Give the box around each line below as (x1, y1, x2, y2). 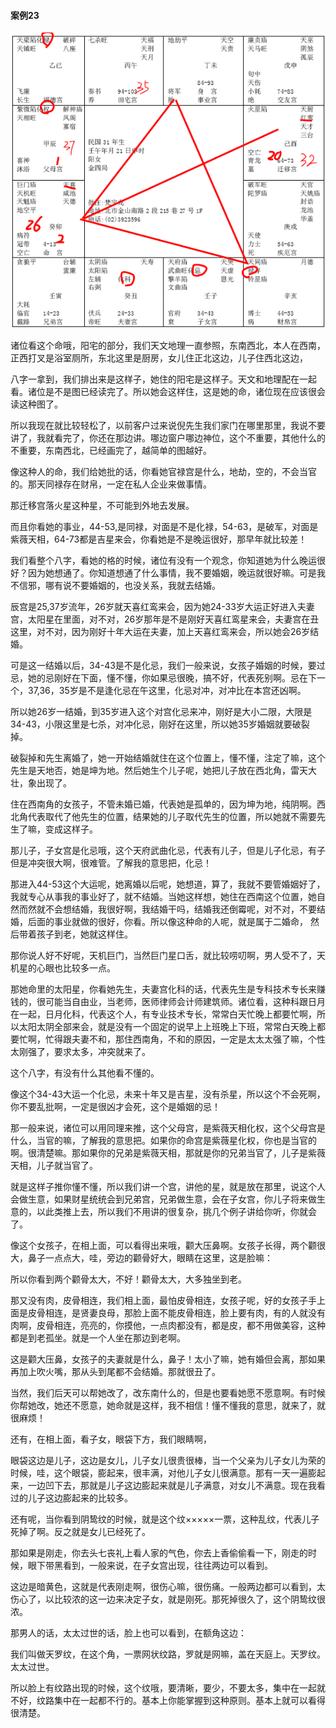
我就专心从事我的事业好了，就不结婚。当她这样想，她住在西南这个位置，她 (10, 890, 317, 902)
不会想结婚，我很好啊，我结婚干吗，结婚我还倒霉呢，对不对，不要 (44, 903, 317, 915)
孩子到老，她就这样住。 (36, 928, 133, 940)
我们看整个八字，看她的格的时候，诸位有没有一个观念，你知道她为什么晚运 (10, 554, 317, 566)
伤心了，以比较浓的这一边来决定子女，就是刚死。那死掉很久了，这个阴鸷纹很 (10, 1593, 326, 1605)
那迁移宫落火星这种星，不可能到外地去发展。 (10, 499, 195, 511)
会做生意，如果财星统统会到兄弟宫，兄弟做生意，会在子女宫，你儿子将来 (10, 1193, 308, 1205)
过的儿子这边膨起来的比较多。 (10, 1491, 133, 1504)
